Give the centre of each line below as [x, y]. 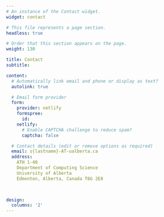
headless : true [25, 33]
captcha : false [40, 135]
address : [22, 157]
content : [17, 76]
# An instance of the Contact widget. [53, 11]
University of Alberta [44, 173]
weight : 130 [20, 49]
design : [16, 200]
